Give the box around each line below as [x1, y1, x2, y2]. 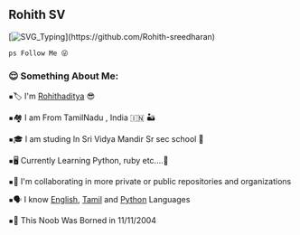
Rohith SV [8, 7, 66, 23]
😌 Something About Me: [8, 70, 119, 82]
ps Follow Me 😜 [8, 49, 69, 58]
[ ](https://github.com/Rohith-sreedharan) [8, 31, 216, 42]
